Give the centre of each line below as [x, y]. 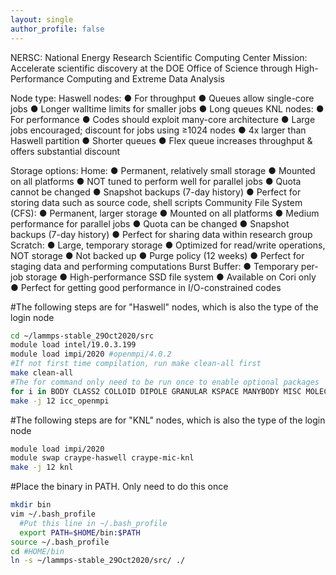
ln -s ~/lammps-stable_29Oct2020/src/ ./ [98, 561]
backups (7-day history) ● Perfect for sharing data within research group [161, 234]
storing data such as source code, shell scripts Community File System [156, 202]
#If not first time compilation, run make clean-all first [136, 364]
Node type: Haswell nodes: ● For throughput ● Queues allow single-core [162, 98]
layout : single [42, 19]
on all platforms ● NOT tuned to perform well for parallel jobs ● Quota [156, 181]
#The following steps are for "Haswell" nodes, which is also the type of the [164, 307]
